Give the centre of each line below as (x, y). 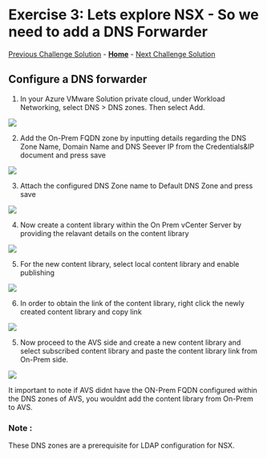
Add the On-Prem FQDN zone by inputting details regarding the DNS (133, 137)
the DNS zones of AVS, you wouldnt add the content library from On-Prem (131, 399)
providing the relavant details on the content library (105, 233)
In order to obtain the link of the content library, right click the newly (132, 303)
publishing (37, 272)
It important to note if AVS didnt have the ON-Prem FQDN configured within (133, 390)
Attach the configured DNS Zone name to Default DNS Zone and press (136, 186)
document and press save (63, 155)
